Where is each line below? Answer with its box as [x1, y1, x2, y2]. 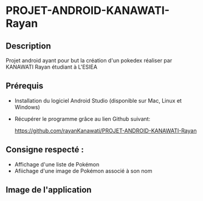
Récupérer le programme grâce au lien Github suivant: [14, 115, 151, 122]
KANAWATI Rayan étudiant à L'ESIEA [5, 63, 98, 70]
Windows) [14, 103, 40, 111]
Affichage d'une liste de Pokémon [14, 160, 100, 168]
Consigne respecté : [5, 145, 84, 155]
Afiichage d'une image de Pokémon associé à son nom [14, 167, 153, 174]
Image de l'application [5, 185, 92, 195]
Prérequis [5, 81, 44, 91]
